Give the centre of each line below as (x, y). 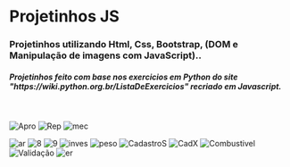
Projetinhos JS (65, 17)
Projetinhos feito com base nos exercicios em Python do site (124, 77)
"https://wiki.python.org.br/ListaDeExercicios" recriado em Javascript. (145, 86)
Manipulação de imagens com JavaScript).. (106, 55)
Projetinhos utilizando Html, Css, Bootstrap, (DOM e (124, 45)
